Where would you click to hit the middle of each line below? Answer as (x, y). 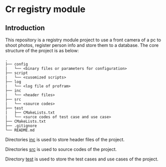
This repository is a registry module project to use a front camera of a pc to (83, 40)
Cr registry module (45, 9)
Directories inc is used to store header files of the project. (65, 140)
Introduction (25, 28)
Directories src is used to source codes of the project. (61, 149)
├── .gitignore (21, 126)
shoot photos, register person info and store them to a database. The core (82, 45)
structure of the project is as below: (42, 51)
